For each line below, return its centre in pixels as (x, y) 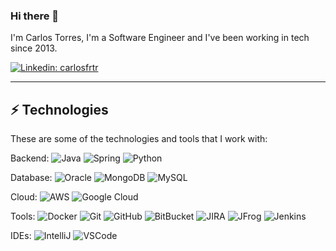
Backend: (30, 158)
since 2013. (34, 48)
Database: (31, 178)
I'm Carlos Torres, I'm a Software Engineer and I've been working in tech (160, 38)
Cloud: (24, 197)
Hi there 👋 (35, 16)
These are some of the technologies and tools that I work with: (139, 139)
